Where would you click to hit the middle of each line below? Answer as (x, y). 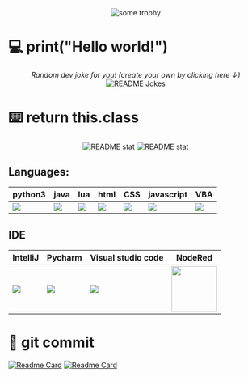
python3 (29, 195)
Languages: (39, 172)
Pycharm (65, 258)
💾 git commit (51, 343)
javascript (168, 195)
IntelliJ (26, 258)
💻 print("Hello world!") (88, 47)
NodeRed (194, 258)
